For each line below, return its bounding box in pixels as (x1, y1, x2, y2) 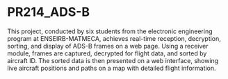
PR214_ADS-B (7, 4, 90, 20)
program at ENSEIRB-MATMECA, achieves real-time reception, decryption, (7, 34, 221, 42)
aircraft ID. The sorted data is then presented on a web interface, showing (7, 56, 219, 64)
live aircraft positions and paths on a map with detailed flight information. (7, 64, 217, 72)
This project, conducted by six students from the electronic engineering (7, 27, 213, 35)
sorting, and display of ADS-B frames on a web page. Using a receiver (7, 42, 209, 50)
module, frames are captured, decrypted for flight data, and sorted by (7, 49, 207, 58)
